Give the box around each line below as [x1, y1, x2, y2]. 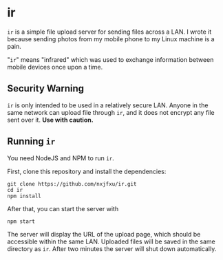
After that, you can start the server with [7, 204, 119, 213]
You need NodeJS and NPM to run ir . [7, 153, 115, 162]
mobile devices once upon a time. [7, 63, 103, 71]
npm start [7, 218, 36, 225]
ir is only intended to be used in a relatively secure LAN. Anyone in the [7, 101, 209, 109]
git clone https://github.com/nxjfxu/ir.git [7, 180, 137, 187]
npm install [7, 193, 41, 199]
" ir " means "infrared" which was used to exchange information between [7, 55, 214, 63]
